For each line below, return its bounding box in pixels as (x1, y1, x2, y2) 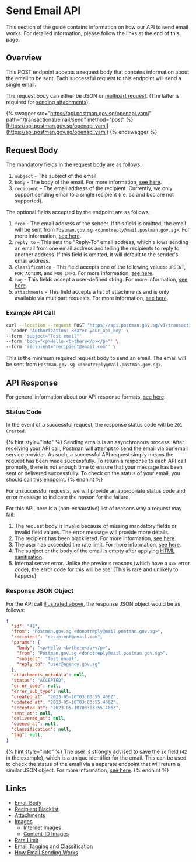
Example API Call (6, 309, 55, 317)
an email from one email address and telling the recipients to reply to (14, 245, 180, 252)
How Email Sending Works (14, 849, 79, 856)
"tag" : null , (11, 732, 43, 738)
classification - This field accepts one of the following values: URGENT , (14, 263, 186, 270)
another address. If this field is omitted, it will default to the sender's (14, 250, 178, 258)
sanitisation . (14, 554, 44, 561)
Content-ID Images (23, 830, 69, 837)
